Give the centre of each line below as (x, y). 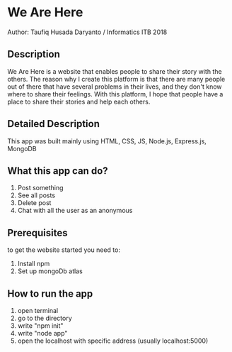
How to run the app (50, 293)
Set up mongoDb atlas (50, 271)
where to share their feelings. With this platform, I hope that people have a (115, 94)
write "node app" (42, 333)
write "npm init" (40, 326)
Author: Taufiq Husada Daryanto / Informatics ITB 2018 (87, 32)
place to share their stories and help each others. (79, 101)
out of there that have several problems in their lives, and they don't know (115, 87)
